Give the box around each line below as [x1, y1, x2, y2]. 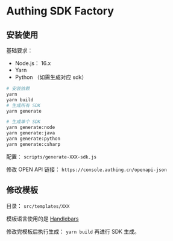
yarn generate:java [6, 130, 55, 136]
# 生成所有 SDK [6, 102, 41, 108]
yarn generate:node [6, 125, 55, 131]
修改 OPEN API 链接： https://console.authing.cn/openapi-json [6, 166, 167, 173]
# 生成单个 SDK [6, 119, 41, 125]
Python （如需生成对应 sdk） [14, 74, 87, 81]
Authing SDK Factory [6, 4, 115, 18]
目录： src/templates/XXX [6, 202, 70, 209]
